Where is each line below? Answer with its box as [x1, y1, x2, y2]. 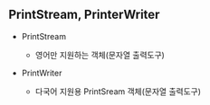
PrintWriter [21, 67, 62, 78]
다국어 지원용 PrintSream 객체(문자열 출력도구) [34, 85, 201, 97]
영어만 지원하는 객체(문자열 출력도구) [34, 49, 165, 60]
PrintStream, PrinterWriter [8, 7, 160, 22]
